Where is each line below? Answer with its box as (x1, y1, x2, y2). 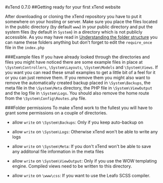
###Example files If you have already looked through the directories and (5, 54, 150, 60)
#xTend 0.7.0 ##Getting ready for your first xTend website (5, 4, 121, 10)
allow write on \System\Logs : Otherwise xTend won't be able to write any (12, 129, 158, 134)
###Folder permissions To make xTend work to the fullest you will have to (5, 105, 153, 110)
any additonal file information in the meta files (12, 148, 104, 154)
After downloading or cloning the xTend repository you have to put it (5, 14, 142, 19)
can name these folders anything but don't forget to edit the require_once (5, 39, 152, 45)
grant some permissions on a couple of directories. (5, 110, 108, 116)
